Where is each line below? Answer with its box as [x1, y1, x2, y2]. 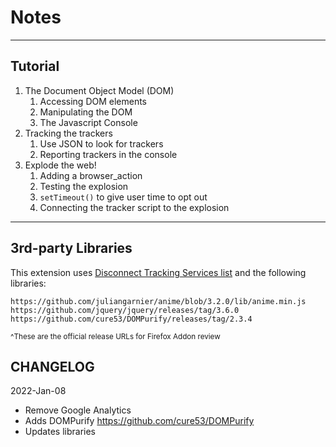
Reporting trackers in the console [39, 148, 178, 160]
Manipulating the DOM [39, 106, 133, 118]
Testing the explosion [39, 180, 129, 192]
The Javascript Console [39, 116, 138, 128]
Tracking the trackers [24, 127, 113, 139]
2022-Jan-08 [10, 385, 67, 397]
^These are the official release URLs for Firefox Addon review [10, 331, 221, 341]
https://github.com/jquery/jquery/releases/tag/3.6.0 [10, 305, 240, 315]
